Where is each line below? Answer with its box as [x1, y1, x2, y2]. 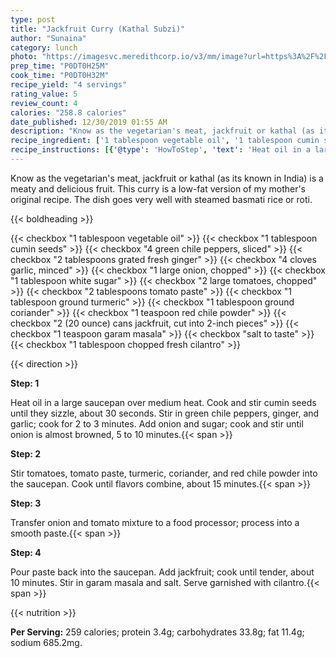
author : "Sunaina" [10, 33, 87, 43]
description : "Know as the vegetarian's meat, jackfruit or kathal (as [10, 126, 315, 136]
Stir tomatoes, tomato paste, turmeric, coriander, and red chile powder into [10, 467, 318, 479]
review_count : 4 [10, 98, 78, 108]
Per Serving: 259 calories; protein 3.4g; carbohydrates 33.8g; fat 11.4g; [10, 626, 305, 638]
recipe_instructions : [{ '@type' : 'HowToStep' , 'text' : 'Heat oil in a [10, 145, 311, 155]
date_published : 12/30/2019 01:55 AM [10, 117, 168, 127]
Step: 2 [10, 447, 42, 460]
